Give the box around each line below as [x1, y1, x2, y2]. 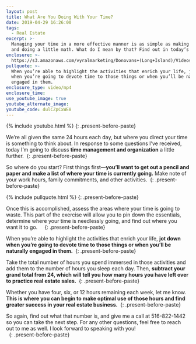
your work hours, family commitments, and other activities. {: [6, 176, 154, 183]
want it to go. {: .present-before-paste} [6, 223, 106, 231]
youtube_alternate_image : [6, 101, 69, 107]
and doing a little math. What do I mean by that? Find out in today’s [11, 47, 190, 53]
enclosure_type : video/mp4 [6, 85, 72, 91]
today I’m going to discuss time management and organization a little [6, 146, 175, 153]
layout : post [6, 8, 38, 15]
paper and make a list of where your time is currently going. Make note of [6, 170, 187, 177]
